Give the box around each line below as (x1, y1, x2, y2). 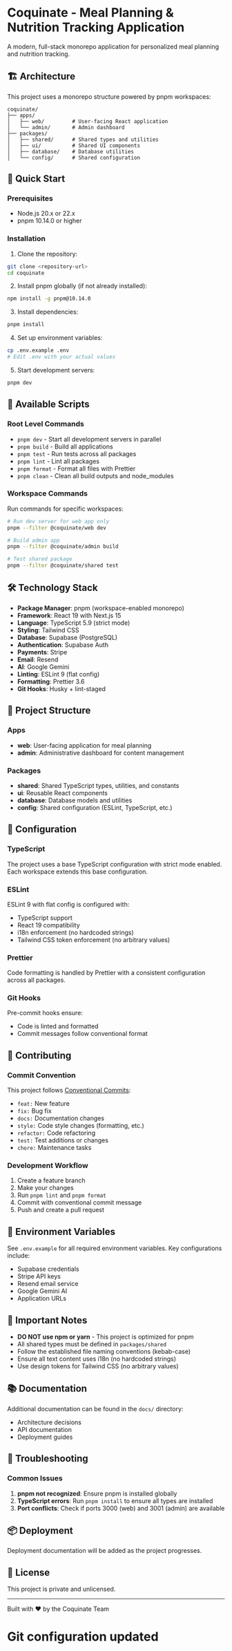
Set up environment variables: (17, 334, 103, 342)
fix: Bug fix (17, 1107, 52, 1115)
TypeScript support (17, 914, 72, 922)
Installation (7, 234, 46, 243)
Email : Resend (17, 655, 59, 663)
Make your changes (17, 1184, 74, 1192)
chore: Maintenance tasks (17, 1144, 92, 1152)
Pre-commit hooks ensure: (7, 1009, 83, 1017)
